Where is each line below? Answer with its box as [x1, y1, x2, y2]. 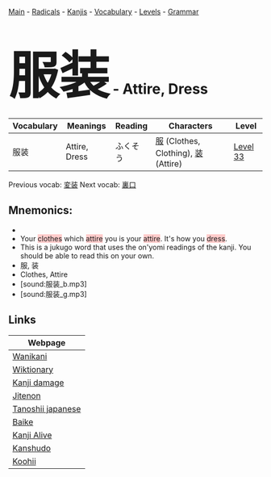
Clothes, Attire [19, 270, 69, 279]
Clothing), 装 [155, 147, 203, 158]
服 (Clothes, [155, 135, 201, 146]
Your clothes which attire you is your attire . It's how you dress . [19, 233, 227, 243]
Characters [168, 120, 213, 132]
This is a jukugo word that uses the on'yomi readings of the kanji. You [19, 242, 252, 252]
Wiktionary [12, 363, 54, 374]
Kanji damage [12, 377, 65, 388]
